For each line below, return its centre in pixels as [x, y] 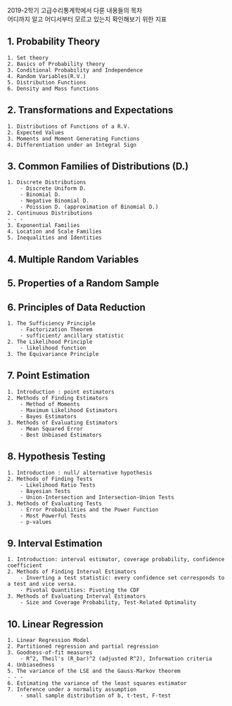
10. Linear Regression [56, 624]
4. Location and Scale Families [54, 232]
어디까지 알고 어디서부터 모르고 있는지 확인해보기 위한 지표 [87, 19]
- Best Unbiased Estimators [61, 435]
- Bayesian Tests [45, 491]
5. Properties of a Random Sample [83, 283]
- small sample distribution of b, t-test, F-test [96, 696]
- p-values [36, 522]
